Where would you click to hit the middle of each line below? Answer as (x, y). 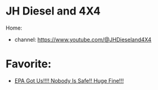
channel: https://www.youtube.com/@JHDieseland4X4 (83, 39)
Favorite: (29, 64)
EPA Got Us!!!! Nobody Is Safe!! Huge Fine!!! (69, 80)
